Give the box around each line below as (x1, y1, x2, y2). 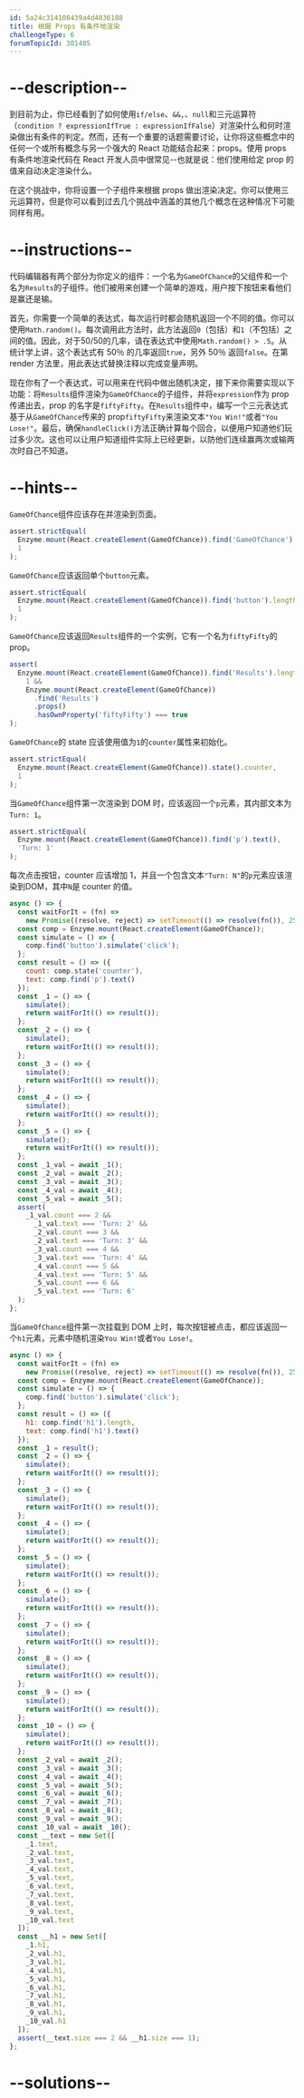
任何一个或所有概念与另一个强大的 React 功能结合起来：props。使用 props (9, 142, 287, 154)
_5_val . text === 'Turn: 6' (33, 1287, 136, 1297)
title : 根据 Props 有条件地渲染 (9, 22, 120, 31)
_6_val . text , (25, 1882, 75, 1891)
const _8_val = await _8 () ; (17, 1806, 124, 1815)
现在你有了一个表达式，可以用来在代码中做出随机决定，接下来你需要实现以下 (9, 377, 295, 388)
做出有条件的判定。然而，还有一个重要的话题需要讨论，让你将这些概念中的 (16, 131, 295, 142)
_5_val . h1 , (25, 1974, 67, 1984)
